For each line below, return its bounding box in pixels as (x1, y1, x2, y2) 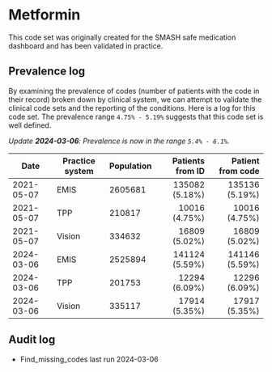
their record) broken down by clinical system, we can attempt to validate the (8, 95, 262, 104)
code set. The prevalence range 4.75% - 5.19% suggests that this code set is (8, 112, 264, 121)
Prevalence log (8, 65, 86, 78)
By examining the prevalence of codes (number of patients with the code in (8, 86, 260, 95)
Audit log (8, 333, 56, 347)
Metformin (8, 6, 81, 24)
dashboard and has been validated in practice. (8, 40, 164, 50)
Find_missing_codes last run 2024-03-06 (19, 354, 159, 364)
